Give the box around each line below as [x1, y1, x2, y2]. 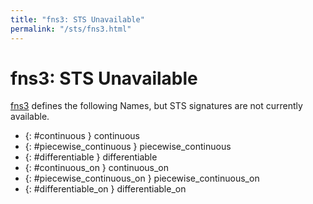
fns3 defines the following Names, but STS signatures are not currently [10, 100, 303, 112]
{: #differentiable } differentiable [24, 151, 158, 163]
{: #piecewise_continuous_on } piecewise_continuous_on [24, 172, 260, 185]
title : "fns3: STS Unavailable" [10, 14, 145, 25]
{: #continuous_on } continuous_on [24, 162, 170, 174]
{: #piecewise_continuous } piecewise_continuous [24, 141, 232, 153]
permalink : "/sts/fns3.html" [10, 24, 132, 34]
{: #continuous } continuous [24, 130, 140, 142]
